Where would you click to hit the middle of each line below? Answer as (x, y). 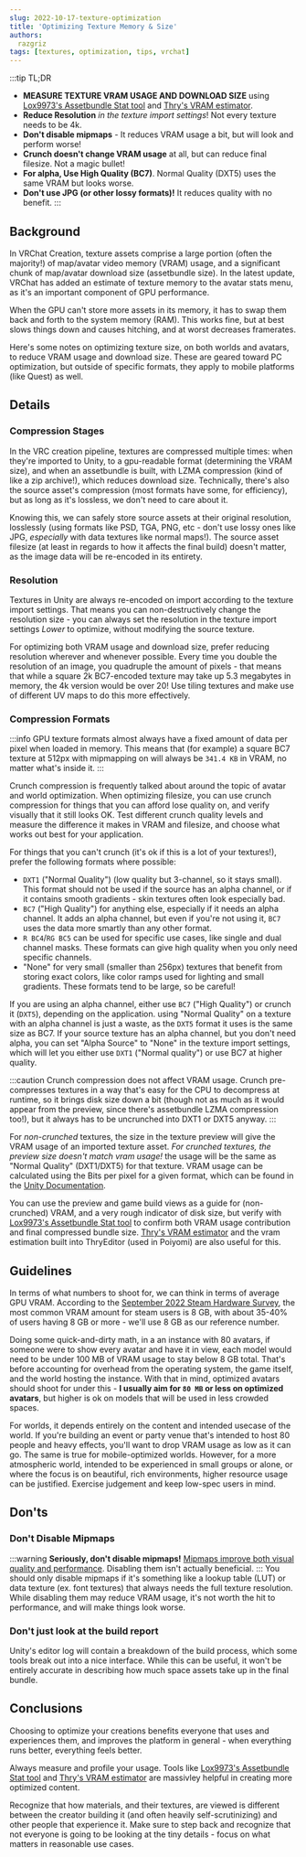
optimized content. (45, 1787)
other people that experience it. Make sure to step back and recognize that (150, 1824)
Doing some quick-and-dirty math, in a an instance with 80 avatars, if (140, 1340)
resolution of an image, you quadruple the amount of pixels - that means (146, 666)
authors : (26, 35)
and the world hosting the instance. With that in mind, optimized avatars (145, 1379)
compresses (33, 1090)
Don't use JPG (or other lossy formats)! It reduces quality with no (147, 193)
